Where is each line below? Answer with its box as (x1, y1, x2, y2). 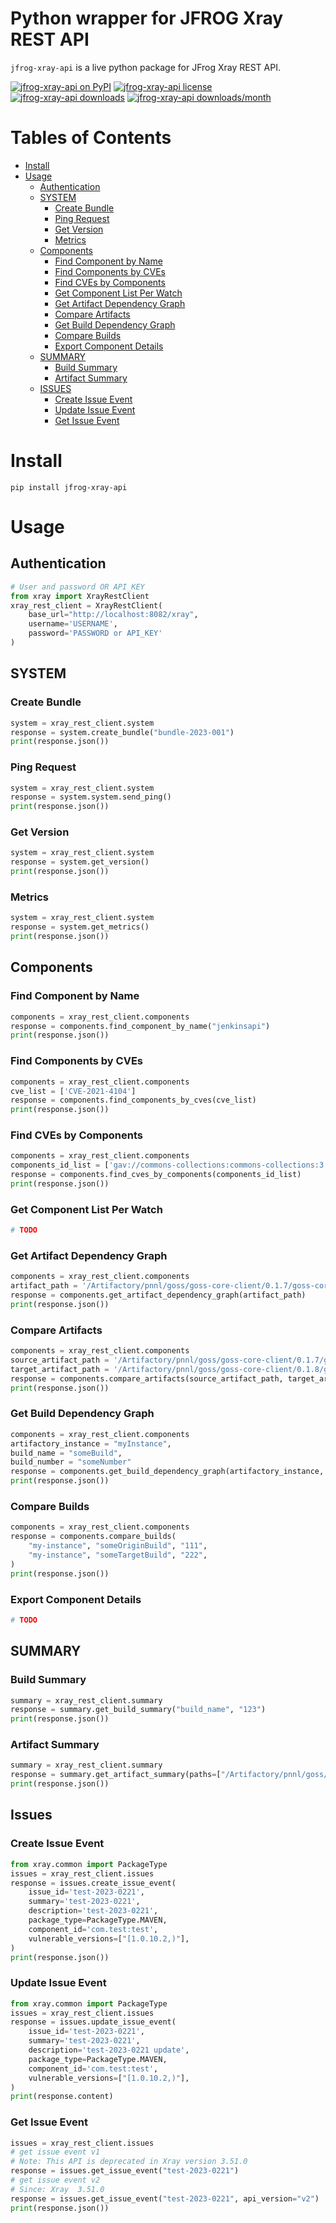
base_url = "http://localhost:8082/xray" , (28, 610, 199, 620)
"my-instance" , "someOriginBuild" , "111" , (28, 1541, 208, 1551)
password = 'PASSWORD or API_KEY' (28, 628, 163, 639)
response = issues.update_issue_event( (10, 2017, 177, 2027)
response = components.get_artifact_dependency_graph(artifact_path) (10, 1290, 307, 1301)
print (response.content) (10, 2092, 114, 2102)
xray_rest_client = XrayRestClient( (10, 600, 163, 611)
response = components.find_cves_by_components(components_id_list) (10, 1170, 302, 1180)
